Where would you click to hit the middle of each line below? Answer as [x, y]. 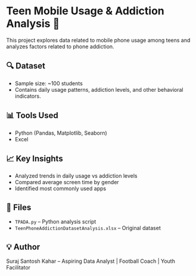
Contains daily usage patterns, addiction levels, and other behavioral [99, 89]
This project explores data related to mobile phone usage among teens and [98, 40]
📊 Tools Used [32, 115]
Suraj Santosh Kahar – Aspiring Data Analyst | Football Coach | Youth [91, 261]
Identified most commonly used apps [60, 188]
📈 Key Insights [35, 158]
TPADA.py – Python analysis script [55, 222]
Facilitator [18, 267]
